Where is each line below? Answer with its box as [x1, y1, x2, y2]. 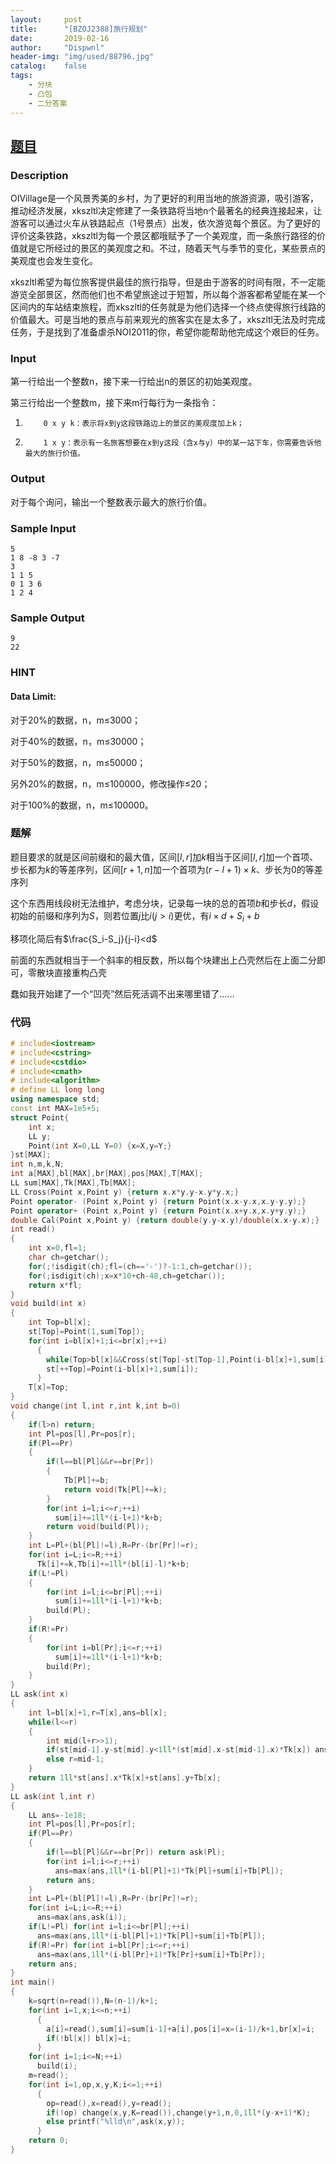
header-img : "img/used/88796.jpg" [10, 52, 155, 62]
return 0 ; [28, 2136, 70, 2146]
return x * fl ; [28, 1280, 83, 1290]
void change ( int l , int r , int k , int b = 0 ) [10, 1401, 182, 1411]
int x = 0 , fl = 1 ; [28, 1243, 87, 1253]
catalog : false [10, 61, 87, 71]
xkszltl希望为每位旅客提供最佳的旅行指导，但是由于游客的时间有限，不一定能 [10, 276, 327, 288]
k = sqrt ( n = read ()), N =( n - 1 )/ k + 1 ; [28, 1996, 159, 2006]
